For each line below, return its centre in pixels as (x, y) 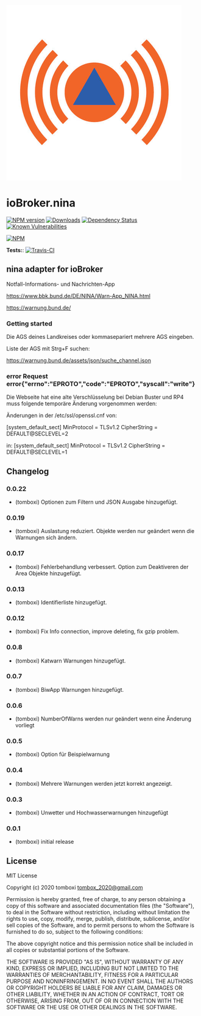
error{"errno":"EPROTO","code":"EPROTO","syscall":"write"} (101, 383)
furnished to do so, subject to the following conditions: (75, 932)
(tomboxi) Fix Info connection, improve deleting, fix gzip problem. (97, 631)
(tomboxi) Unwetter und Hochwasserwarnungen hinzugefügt (92, 813)
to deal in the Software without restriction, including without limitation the (98, 912)
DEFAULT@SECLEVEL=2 (37, 434)
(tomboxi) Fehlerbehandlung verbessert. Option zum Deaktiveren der (102, 567)
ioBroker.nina (41, 203)
